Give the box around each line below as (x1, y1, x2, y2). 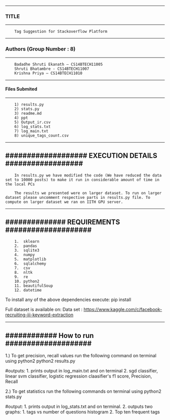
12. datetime (14, 288, 42, 293)
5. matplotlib (14, 257, 47, 262)
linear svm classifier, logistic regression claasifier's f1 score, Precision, (5, 373, 152, 380)
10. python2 (14, 279, 39, 284)
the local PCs (5, 182, 35, 187)
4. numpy (14, 253, 35, 258)
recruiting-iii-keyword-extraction (5, 312, 73, 318)
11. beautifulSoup (14, 283, 53, 288)
